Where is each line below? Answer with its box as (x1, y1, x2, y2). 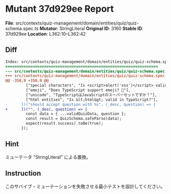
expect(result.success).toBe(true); (25, 121, 103, 126)
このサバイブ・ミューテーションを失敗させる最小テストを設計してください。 (5, 183, 165, 189)
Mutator (39, 25, 58, 31)
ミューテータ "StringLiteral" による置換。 (5, 154, 91, 160)
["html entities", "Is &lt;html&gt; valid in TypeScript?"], (25, 97, 158, 102)
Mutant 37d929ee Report (5, 3, 114, 15)
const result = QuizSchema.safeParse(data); (25, 116, 122, 122)
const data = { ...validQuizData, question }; (25, 111, 126, 116)
